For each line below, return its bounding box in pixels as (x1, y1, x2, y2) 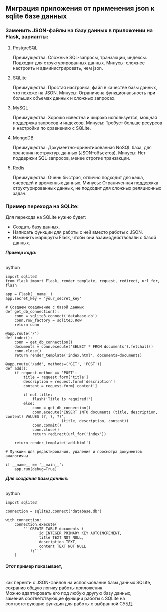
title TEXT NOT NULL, (39, 535, 84, 540)
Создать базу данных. (12, 224, 60, 230)
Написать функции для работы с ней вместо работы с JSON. (12, 229, 143, 235)
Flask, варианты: (5, 33, 49, 40)
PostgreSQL (12, 45, 38, 51)
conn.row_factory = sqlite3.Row (14, 318, 82, 323)
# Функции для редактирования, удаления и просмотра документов (5, 449, 142, 454)
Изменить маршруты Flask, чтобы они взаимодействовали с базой (12, 234, 156, 240)
